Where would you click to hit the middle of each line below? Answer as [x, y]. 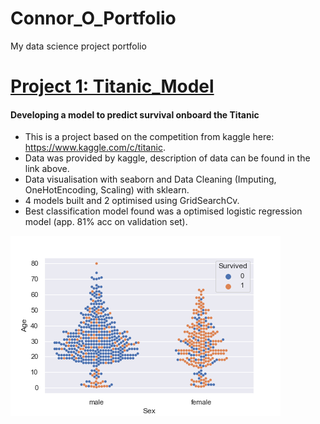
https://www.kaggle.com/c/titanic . [95, 148]
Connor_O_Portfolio [93, 18]
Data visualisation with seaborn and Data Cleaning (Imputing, [150, 179]
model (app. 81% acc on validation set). [106, 222]
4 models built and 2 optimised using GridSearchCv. [132, 201]
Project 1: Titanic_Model [112, 86]
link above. [47, 169]
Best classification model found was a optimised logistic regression [163, 211]
